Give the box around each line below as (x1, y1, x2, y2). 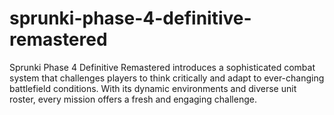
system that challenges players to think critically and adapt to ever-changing (9, 72, 325, 84)
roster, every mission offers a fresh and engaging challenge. (9, 93, 257, 105)
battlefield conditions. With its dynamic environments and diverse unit (9, 82, 297, 94)
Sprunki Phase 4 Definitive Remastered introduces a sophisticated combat (9, 61, 316, 73)
